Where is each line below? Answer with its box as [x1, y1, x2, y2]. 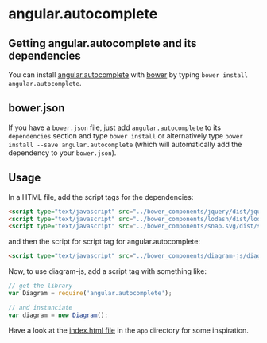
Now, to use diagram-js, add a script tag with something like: [8, 267, 207, 276]
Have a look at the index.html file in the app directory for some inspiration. [8, 325, 249, 335]
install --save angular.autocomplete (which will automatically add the [8, 139, 242, 149]
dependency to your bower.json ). [8, 148, 117, 158]
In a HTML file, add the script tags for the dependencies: [8, 192, 194, 201]
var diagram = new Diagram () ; [8, 311, 109, 319]
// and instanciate [8, 303, 73, 311]
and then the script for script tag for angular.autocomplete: [8, 236, 201, 247]
